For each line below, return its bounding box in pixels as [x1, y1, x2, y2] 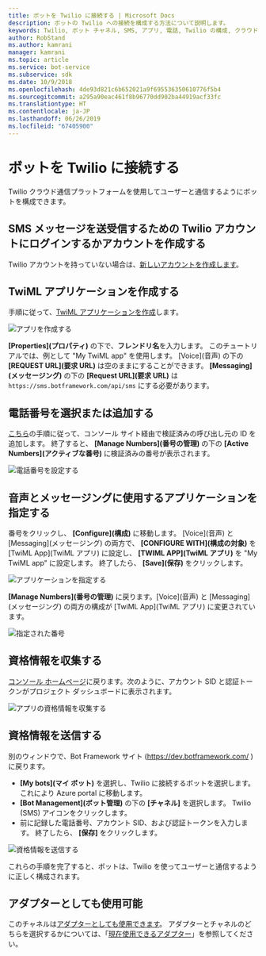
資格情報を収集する [8, 654, 102, 667]
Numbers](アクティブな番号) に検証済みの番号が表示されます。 [8, 449, 215, 459]
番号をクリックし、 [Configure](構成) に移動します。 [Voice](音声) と [8, 528, 234, 538]
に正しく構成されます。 [8, 871, 85, 881]
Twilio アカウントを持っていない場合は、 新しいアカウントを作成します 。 [8, 259, 244, 269]
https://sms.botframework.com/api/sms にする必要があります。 [8, 381, 214, 390]
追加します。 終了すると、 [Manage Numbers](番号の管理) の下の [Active [8, 439, 249, 448]
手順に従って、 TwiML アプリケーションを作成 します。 [8, 307, 184, 317]
